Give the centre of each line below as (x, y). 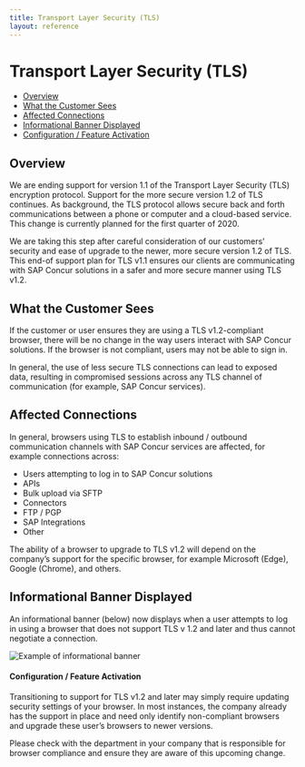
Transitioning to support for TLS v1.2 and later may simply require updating (149, 696)
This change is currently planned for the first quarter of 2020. (124, 224)
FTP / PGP (42, 512)
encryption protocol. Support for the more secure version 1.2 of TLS (136, 195)
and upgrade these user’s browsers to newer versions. (111, 725)
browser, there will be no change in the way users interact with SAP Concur (151, 340)
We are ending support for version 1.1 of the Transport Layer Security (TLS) (150, 185)
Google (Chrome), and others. (65, 568)
